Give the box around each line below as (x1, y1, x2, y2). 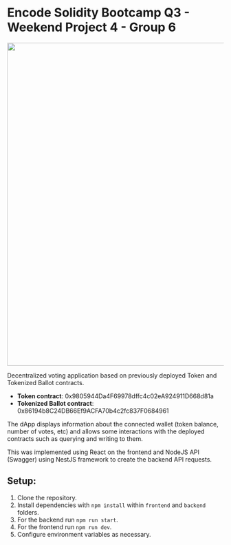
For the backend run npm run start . (16, 515, 118, 524)
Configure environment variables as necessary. (16, 530, 151, 538)
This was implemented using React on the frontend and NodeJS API (7, 448, 200, 456)
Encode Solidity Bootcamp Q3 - (7, 5, 190, 21)
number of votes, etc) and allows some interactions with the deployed (7, 427, 205, 435)
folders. (16, 508, 39, 516)
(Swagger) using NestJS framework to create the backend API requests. (7, 455, 212, 463)
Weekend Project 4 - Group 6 (7, 19, 177, 35)
